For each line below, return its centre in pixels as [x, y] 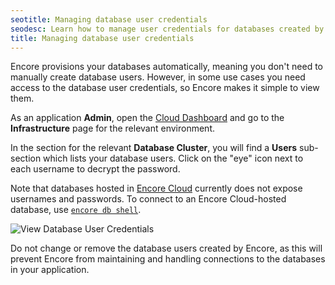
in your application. [50, 270]
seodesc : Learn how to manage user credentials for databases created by [167, 29]
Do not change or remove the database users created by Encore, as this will [166, 248]
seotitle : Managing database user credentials [109, 19]
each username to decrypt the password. [95, 169]
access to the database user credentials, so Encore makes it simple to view [165, 88]
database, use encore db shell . [76, 210]
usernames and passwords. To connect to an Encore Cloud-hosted [148, 199]
